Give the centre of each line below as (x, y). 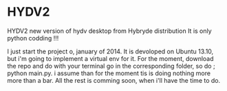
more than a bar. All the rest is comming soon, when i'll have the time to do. (114, 80)
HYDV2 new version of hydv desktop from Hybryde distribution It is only (109, 31)
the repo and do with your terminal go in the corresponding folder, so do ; (111, 66)
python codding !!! (33, 38)
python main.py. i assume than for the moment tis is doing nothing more (109, 73)
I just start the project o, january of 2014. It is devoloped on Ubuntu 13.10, (110, 51)
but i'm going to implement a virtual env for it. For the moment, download (111, 58)
